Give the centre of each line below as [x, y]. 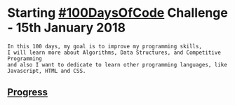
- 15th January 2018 [67, 28]
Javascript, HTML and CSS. [47, 71]
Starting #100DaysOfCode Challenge [117, 13]
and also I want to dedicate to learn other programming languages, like [117, 64]
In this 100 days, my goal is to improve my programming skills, [105, 46]
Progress [27, 92]
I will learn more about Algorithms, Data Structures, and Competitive [114, 52]
